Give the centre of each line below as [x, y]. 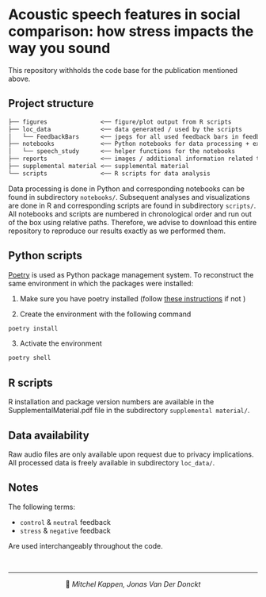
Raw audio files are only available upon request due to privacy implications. [131, 454]
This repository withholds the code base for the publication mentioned [123, 70]
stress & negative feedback [65, 530]
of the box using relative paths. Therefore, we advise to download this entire [133, 222]
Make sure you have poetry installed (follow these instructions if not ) [133, 298]
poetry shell [30, 358]
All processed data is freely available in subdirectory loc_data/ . [112, 462]
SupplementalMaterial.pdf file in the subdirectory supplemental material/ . [129, 411]
